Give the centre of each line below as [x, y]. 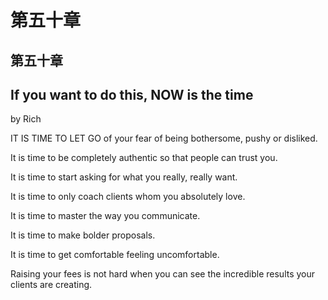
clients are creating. [51, 285]
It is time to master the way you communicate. [105, 216]
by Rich [26, 119]
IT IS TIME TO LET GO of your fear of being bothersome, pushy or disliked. [164, 138]
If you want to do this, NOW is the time [132, 94]
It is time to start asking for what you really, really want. [124, 177]
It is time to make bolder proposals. [83, 235]
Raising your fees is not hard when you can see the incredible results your [163, 274]
